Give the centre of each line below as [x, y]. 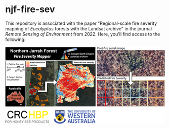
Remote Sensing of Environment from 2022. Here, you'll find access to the [83, 34]
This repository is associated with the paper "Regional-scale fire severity [81, 23]
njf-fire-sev [30, 9]
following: [15, 39]
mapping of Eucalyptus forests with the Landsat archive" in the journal [79, 28]
